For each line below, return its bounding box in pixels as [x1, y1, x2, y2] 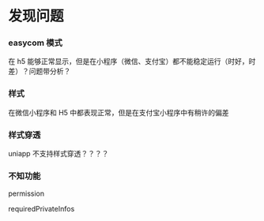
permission [8, 189, 45, 198]
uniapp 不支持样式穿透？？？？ [8, 149, 109, 159]
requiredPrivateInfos [8, 204, 75, 214]
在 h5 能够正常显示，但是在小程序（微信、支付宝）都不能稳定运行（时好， [8, 57, 249, 66]
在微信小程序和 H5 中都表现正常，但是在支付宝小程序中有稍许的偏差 [8, 107, 229, 117]
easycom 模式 [8, 37, 63, 48]
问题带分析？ [28, 66, 71, 76]
